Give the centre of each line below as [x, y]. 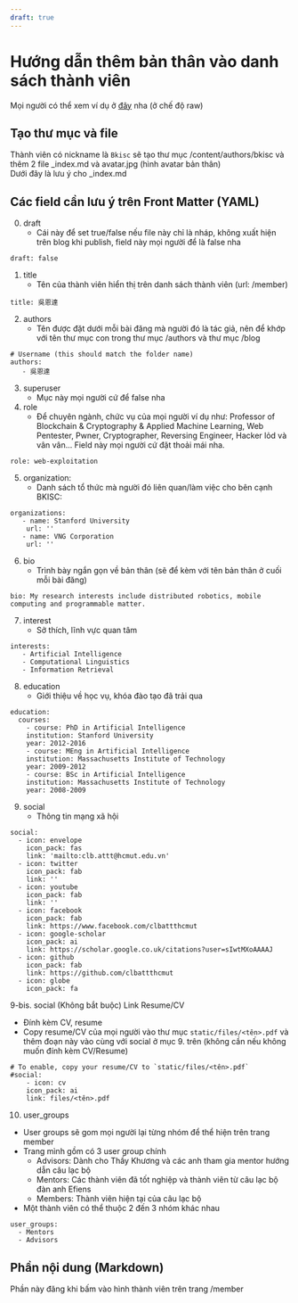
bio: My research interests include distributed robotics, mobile [136, 597]
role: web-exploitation [54, 462]
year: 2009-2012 [56, 767]
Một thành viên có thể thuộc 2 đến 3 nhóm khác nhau [121, 1208]
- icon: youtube [48, 887]
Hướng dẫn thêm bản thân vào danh [145, 61]
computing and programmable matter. [78, 604]
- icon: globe [44, 981]
